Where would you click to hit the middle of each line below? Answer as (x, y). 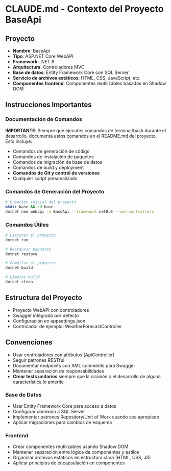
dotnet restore (21, 254)
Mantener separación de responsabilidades (58, 371)
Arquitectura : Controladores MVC (48, 67)
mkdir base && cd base (29, 207)
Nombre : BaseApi (31, 51)
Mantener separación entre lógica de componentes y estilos (76, 452)
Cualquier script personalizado (45, 178)
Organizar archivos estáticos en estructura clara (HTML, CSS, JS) (82, 458)
